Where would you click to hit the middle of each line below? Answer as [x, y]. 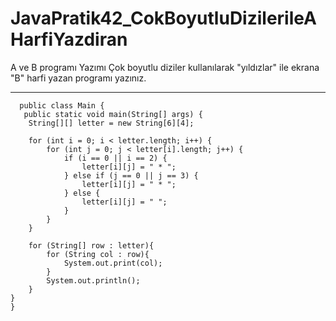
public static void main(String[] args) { [113, 114]
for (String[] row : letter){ [91, 245]
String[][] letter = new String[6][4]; [111, 123]
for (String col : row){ [98, 254]
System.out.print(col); [113, 263]
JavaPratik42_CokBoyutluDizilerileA [163, 18]
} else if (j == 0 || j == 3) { [131, 175]
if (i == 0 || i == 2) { [115, 158]
